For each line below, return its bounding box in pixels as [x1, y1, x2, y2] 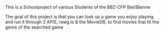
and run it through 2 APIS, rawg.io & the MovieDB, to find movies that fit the [5, 19, 160, 25]
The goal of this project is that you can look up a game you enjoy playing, [5, 14, 155, 19]
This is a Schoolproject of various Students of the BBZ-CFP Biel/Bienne [5, 4, 151, 10]
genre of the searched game [5, 24, 63, 30]
